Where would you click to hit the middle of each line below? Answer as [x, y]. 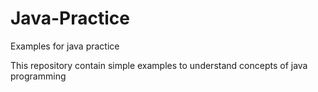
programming [38, 76]
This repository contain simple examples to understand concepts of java [159, 65]
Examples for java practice [65, 46]
